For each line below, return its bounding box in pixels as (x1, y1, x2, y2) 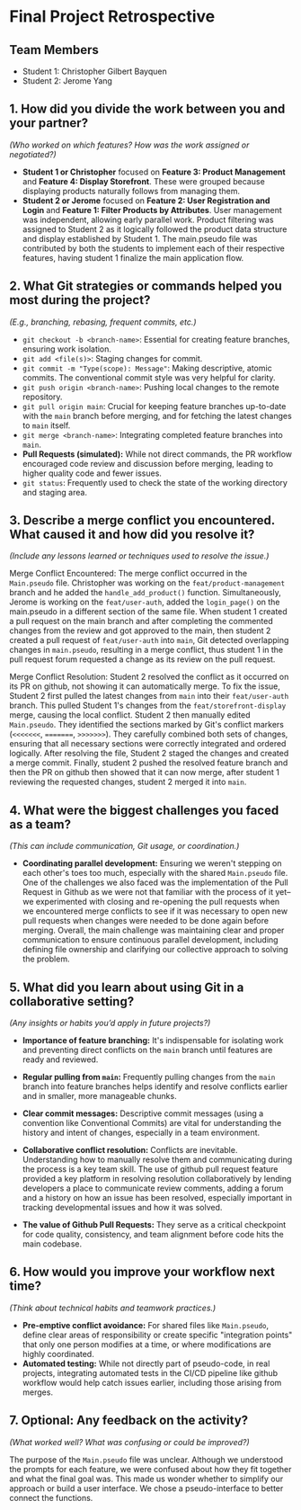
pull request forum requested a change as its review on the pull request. (9, 654, 276, 665)
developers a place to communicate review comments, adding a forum (22, 1183, 284, 1193)
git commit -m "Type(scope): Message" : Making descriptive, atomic (22, 362, 272, 373)
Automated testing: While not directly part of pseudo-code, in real (22, 1358, 270, 1369)
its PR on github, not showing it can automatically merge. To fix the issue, (9, 681, 280, 692)
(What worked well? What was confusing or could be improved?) (9, 1436, 250, 1447)
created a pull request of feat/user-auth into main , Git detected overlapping (9, 635, 289, 646)
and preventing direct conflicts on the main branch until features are (22, 1045, 273, 1056)
